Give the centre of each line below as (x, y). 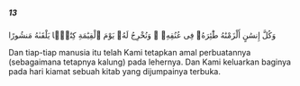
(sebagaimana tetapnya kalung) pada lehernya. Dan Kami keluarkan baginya (150, 62)
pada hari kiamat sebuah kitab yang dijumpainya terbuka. (115, 71)
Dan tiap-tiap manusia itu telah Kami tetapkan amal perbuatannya (130, 52)
